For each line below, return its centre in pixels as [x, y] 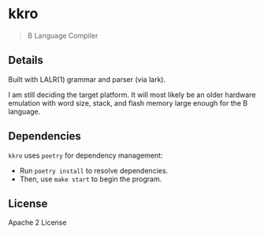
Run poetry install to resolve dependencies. [94, 170]
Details [26, 60]
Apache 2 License [37, 222]
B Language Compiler [63, 35]
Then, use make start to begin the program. [91, 179]
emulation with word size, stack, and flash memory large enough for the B [128, 103]
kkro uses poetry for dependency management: [86, 155]
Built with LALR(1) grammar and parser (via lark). [87, 79]
